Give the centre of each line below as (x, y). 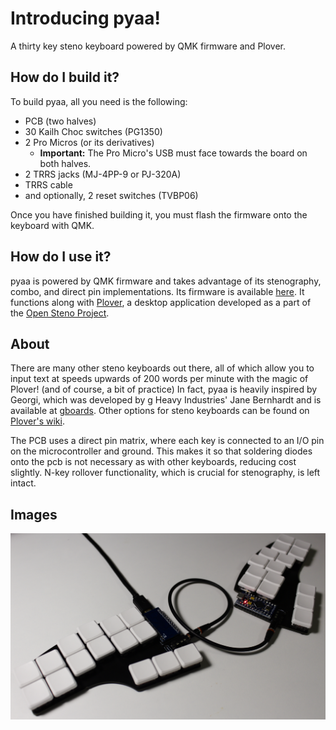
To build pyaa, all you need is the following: (99, 101)
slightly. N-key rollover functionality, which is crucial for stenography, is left (165, 473)
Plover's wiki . (37, 421)
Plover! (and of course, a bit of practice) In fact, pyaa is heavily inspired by (164, 389)
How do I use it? (61, 257)
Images (34, 514)
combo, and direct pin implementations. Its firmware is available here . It (157, 291)
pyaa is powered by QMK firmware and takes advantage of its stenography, (166, 281)
